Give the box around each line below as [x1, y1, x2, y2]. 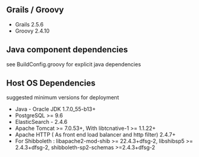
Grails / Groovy [6, 5, 64, 15]
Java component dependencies [6, 45, 128, 55]
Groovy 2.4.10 [15, 27, 50, 34]
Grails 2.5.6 [15, 20, 44, 28]
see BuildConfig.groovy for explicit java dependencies [6, 60, 141, 68]
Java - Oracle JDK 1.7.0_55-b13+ [15, 105, 96, 113]
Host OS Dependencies [6, 78, 96, 88]
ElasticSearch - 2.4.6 [15, 119, 68, 126]
